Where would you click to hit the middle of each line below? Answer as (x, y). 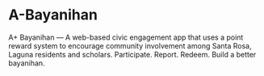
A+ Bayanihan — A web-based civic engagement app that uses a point (126, 37)
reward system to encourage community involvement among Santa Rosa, (130, 45)
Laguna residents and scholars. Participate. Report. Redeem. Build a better (132, 54)
